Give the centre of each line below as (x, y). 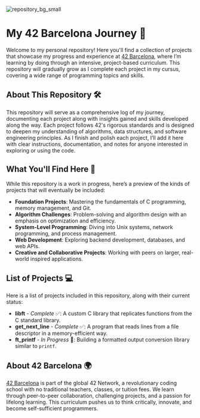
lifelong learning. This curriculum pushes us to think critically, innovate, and (99, 402)
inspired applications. (57, 259)
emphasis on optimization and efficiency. (65, 221)
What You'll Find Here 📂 (51, 170)
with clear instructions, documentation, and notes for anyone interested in (97, 144)
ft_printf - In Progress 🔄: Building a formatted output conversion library (102, 340)
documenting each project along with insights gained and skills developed (97, 118)
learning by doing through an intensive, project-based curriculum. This (93, 62)
